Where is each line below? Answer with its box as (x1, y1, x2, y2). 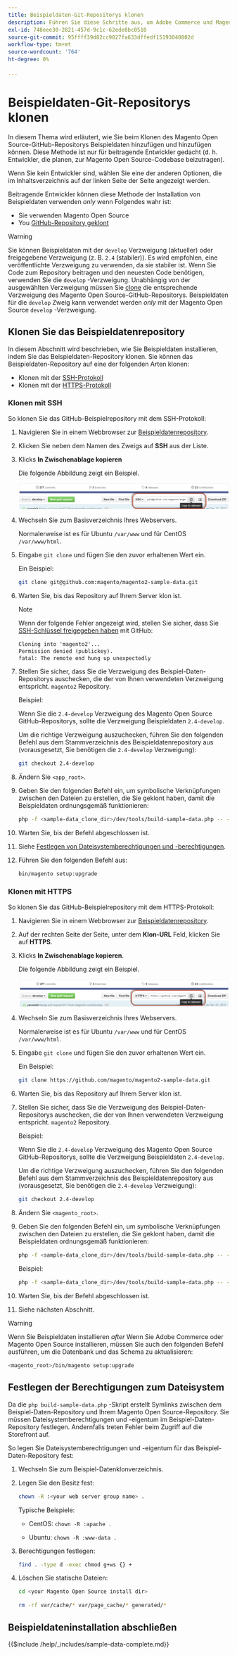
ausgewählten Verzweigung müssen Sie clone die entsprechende (8, 283, 198, 291)
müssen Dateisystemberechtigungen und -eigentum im (8, 1415, 168, 1423)
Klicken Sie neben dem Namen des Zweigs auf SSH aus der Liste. (18, 441, 209, 450)
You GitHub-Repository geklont (18, 218, 109, 227)
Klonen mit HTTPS (8, 887, 72, 896)
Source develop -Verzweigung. (8, 305, 97, 314)
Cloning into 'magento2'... (18, 640, 101, 647)
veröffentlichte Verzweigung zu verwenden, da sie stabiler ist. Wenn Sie (8, 260, 217, 269)
